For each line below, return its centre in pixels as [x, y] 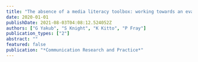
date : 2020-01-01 [27, 17]
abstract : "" [22, 39]
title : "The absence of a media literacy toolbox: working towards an [95, 12]
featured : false [26, 45]
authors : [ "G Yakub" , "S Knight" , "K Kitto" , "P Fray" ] [76, 28]
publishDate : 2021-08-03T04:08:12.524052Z [59, 22]
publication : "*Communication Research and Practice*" [75, 50]
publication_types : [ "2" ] [38, 34]
